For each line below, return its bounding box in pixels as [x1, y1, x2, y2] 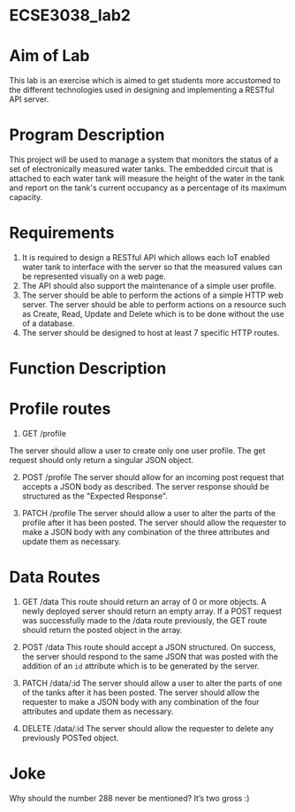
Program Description [9, 125, 165, 145]
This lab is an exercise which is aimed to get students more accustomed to [9, 75, 281, 86]
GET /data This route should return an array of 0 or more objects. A [21, 597, 267, 607]
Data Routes [9, 568, 101, 587]
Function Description [9, 359, 167, 379]
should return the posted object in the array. [21, 625, 183, 636]
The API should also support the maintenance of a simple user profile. [21, 281, 276, 290]
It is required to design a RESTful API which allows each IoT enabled [21, 252, 270, 262]
